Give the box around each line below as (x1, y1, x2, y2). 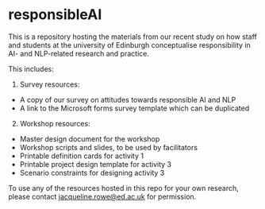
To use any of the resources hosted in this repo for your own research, (8, 183, 240, 192)
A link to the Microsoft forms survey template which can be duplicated (19, 103, 250, 113)
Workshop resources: (19, 118, 90, 128)
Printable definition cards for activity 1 (19, 151, 144, 161)
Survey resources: (19, 79, 80, 89)
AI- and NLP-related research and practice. (8, 48, 149, 58)
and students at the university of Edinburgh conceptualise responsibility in (8, 40, 252, 49)
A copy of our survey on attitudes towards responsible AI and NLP (19, 95, 236, 104)
